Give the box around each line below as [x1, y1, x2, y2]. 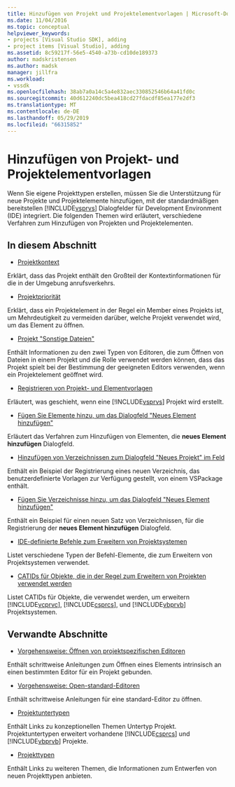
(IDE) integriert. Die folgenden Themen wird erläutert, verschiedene [7, 212, 202, 220]
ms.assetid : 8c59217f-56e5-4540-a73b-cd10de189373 [7, 50, 158, 57]
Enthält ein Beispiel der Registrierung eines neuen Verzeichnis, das [7, 467, 200, 475]
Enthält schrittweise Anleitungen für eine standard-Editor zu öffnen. [7, 695, 203, 704]
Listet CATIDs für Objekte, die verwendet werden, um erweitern [7, 593, 190, 601]
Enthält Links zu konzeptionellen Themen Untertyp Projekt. [7, 723, 177, 731]
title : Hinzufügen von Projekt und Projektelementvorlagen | [7, 10, 190, 18]
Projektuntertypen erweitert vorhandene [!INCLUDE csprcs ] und [7, 730, 190, 738]
